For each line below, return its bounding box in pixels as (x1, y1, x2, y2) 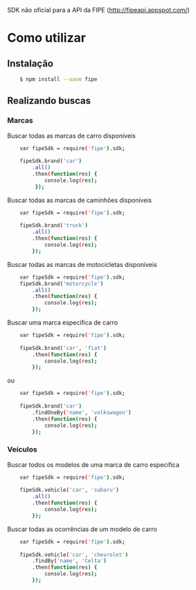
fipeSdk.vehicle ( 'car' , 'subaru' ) (19, 487, 119, 494)
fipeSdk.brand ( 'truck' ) (19, 222, 89, 229)
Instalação (7, 57, 54, 69)
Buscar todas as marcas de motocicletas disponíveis (7, 260, 157, 268)
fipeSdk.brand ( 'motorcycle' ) (19, 280, 104, 287)
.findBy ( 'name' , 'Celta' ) (32, 557, 107, 564)
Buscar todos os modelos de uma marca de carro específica (7, 460, 180, 469)
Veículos (7, 445, 37, 454)
